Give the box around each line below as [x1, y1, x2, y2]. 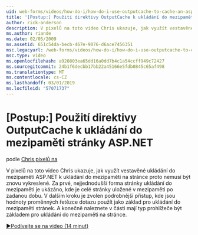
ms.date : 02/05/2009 [6, 36, 57, 42]
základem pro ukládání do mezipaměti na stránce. [6, 211, 127, 218]
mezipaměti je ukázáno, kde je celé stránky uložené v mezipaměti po [6, 185, 173, 192]
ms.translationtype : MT [6, 69, 65, 75]
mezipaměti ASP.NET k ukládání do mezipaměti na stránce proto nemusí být [6, 173, 191, 180]
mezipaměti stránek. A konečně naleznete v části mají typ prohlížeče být [6, 204, 182, 211]
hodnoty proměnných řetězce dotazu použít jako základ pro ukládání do [6, 198, 181, 205]
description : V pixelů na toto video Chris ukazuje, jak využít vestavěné [6, 25, 194, 31]
